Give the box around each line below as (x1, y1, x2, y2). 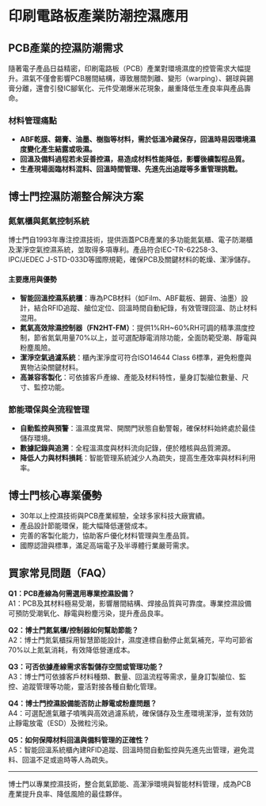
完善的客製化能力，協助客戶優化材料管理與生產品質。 (19, 531, 194, 541)
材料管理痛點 (8, 115, 58, 126)
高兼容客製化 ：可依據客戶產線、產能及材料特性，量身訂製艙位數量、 (19, 373, 242, 382)
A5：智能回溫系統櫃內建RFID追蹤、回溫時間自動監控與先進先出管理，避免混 (8, 745, 255, 755)
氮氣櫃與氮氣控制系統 (8, 215, 89, 226)
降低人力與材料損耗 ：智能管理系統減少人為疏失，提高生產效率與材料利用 (19, 453, 256, 463)
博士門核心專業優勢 (8, 489, 102, 502)
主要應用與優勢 (8, 274, 57, 283)
